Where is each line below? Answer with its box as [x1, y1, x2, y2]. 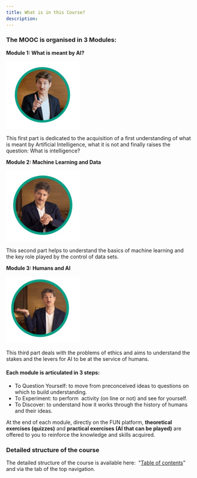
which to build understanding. [14, 389, 87, 396]
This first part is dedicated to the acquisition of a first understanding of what [6, 134, 191, 141]
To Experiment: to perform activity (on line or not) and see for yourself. [14, 394, 188, 401]
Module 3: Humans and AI [6, 264, 71, 271]
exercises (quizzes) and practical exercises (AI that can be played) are [6, 424, 182, 432]
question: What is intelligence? [6, 147, 81, 154]
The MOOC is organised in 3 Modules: [6, 36, 116, 44]
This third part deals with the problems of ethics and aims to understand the [6, 349, 190, 356]
